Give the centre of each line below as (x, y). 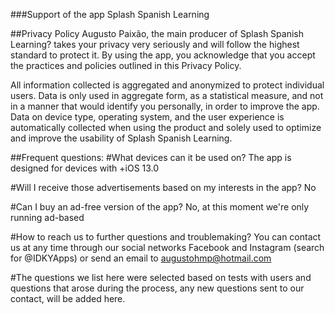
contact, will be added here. (68, 298)
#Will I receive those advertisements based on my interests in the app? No (163, 187)
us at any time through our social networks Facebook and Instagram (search (167, 247)
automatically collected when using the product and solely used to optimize (166, 127)
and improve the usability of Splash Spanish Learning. (121, 138)
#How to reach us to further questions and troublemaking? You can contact (166, 237)
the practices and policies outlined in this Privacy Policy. (126, 65)
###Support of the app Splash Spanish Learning (110, 14)
